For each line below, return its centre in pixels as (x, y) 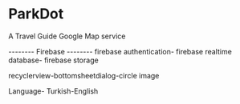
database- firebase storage (53, 60)
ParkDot (36, 14)
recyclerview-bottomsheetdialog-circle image (84, 75)
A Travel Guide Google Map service (67, 36)
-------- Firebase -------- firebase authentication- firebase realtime (120, 51)
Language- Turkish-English (53, 91)
